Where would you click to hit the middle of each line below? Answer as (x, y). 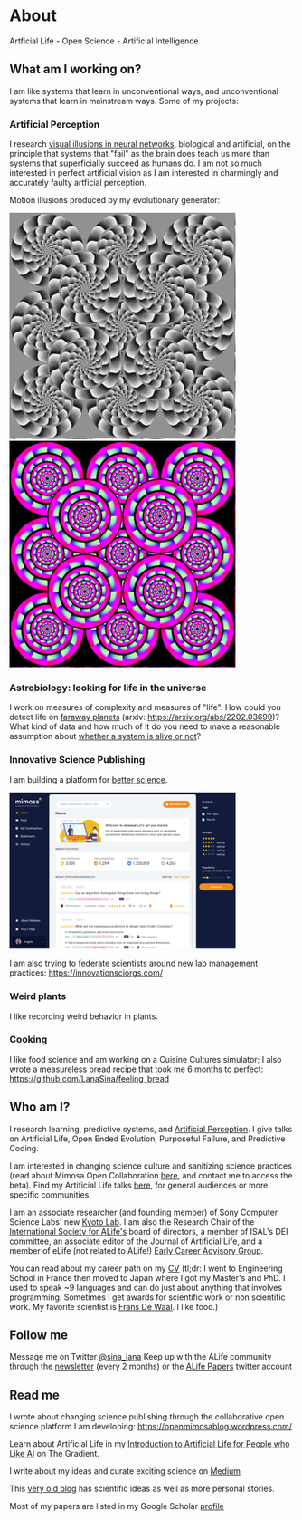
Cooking (28, 1040)
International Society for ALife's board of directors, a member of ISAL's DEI (149, 1231)
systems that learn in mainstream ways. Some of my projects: (124, 101)
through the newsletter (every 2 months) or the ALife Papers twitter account (151, 1366)
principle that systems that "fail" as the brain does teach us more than (140, 154)
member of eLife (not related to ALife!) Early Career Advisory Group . (137, 1250)
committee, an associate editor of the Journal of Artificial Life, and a (136, 1241)
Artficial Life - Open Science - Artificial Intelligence (104, 41)
